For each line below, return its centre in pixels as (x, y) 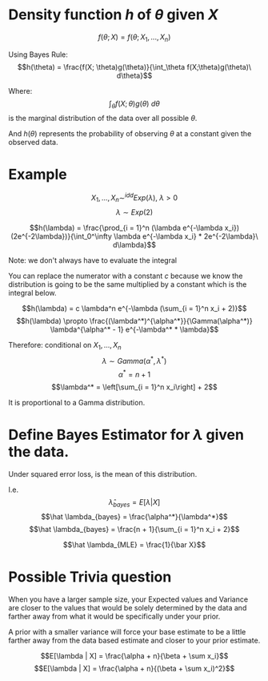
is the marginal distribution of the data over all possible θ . (103, 118)
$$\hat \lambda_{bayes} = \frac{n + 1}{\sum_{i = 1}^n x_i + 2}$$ (134, 529)
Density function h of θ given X (113, 15)
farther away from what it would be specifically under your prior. (114, 616)
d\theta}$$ (134, 75)
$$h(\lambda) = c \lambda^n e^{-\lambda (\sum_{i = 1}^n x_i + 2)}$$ (134, 308)
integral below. (33, 292)
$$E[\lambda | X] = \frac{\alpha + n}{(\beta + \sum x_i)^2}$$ (134, 668)
